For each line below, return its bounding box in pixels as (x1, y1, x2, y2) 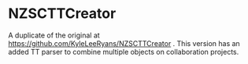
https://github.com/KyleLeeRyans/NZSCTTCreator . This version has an (8, 38, 240, 48)
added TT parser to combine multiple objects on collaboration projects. (8, 47, 239, 56)
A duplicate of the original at (8, 30, 100, 40)
